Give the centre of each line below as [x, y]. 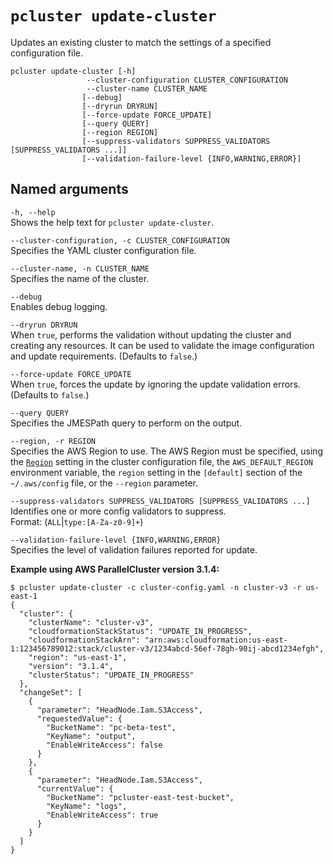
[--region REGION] [120, 132]
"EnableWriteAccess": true [102, 815]
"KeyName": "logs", [87, 806]
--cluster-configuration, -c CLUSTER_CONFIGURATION [120, 240]
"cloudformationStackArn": [84, 640]
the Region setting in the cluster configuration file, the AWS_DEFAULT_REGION [161, 461]
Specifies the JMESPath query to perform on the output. [126, 423]
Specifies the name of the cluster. [80, 278]
